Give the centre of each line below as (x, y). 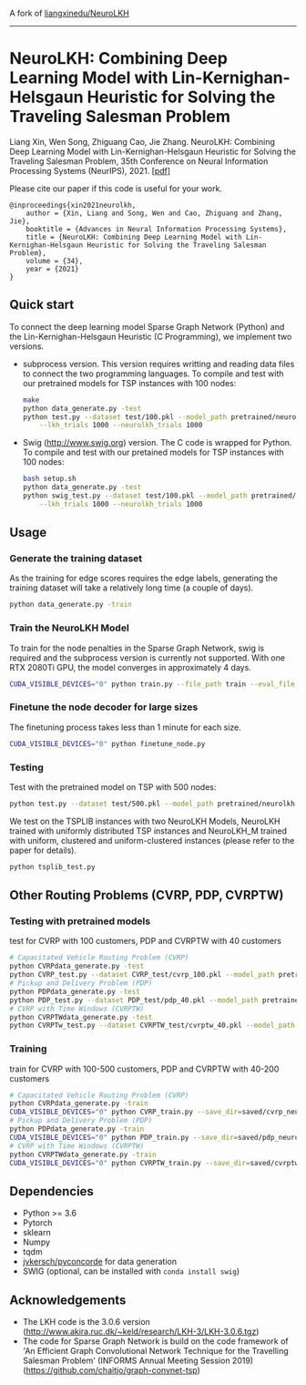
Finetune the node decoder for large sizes (104, 707)
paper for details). (43, 850)
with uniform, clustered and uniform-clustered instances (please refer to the (152, 840)
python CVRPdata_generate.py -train (79, 1103)
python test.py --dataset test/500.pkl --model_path (112, 804)
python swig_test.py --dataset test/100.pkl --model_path (135, 496)
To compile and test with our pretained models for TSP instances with (153, 452)
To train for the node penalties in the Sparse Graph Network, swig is (137, 648)
